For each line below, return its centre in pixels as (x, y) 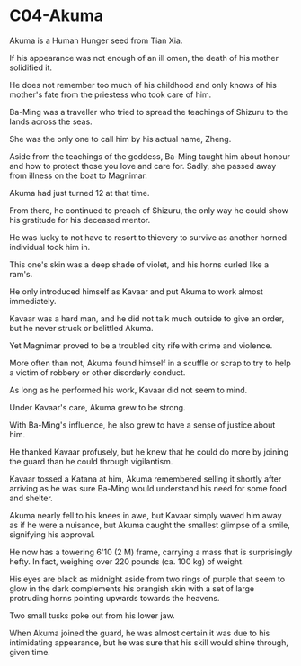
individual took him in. (50, 247)
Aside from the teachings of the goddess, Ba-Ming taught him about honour (150, 156)
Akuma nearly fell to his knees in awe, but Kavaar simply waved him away (146, 515)
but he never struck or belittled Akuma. (82, 328)
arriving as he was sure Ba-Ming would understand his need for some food (148, 488)
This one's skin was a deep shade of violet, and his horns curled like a (139, 264)
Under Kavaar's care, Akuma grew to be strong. (97, 407)
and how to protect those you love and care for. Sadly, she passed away (143, 166)
